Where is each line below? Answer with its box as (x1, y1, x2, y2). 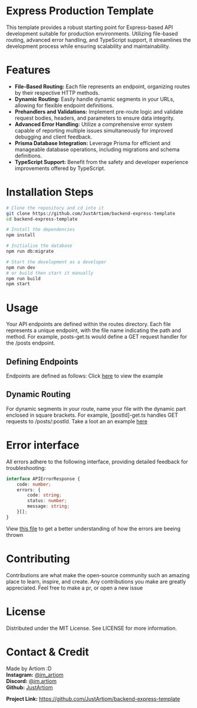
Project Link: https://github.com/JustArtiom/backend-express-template (6, 695, 180, 702)
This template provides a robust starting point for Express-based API (6, 24, 173, 31)
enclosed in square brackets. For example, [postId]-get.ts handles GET (6, 411, 178, 419)
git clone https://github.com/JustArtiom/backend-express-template (6, 210, 176, 217)
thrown (6, 531, 24, 538)
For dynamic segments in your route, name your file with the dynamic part (6, 405, 186, 412)
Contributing (6, 552, 70, 565)
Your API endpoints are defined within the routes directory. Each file (6, 321, 171, 328)
